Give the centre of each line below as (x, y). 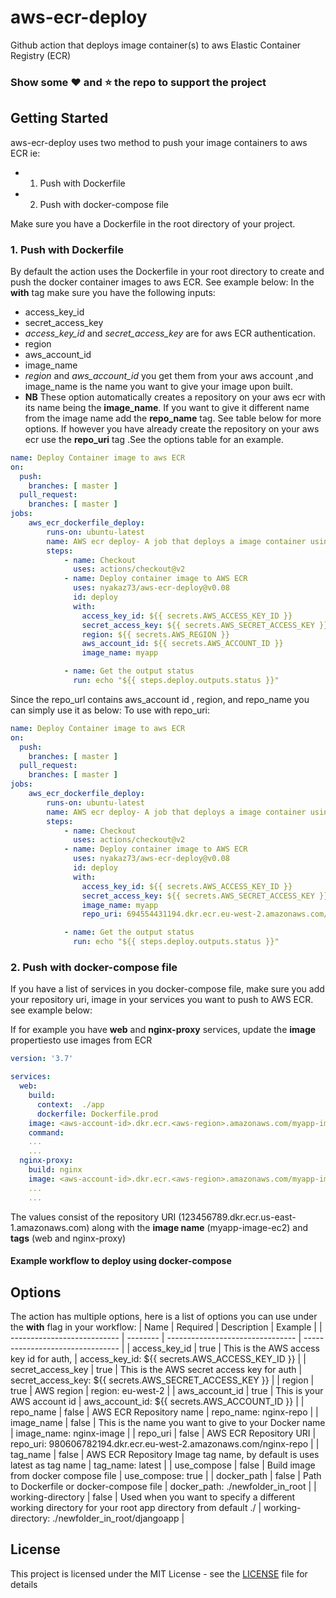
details (24, 1584)
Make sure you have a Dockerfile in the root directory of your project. (153, 223)
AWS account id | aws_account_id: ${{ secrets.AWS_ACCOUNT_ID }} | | (157, 1401)
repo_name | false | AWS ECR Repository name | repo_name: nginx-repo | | (164, 1412)
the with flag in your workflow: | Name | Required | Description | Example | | (166, 1327)
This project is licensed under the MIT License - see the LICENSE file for (159, 1573)
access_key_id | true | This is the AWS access (225, 1348)
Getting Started (59, 118)
